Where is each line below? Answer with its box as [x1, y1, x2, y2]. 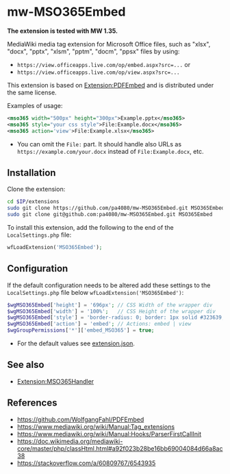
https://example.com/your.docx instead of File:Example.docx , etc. [16, 147, 204, 155]
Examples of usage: [7, 101, 63, 109]
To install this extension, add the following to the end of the [7, 224, 175, 231]
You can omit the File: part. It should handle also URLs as [16, 140, 182, 148]
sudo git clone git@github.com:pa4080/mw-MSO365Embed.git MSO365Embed [7, 211, 213, 218]
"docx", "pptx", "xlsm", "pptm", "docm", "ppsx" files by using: [7, 47, 180, 55]
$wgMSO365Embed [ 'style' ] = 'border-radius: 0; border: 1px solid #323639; [7, 314, 225, 321]
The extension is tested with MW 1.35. [7, 27, 118, 35]
